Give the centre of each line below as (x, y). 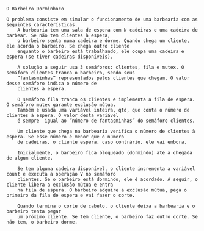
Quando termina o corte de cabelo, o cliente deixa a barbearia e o (106, 206)
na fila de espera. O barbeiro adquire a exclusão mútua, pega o (102, 190)
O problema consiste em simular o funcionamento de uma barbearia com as (102, 20)
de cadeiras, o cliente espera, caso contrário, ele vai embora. (102, 142)
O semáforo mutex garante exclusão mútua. (61, 105)
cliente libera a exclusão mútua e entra (60, 185)
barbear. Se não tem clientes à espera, (59, 35)
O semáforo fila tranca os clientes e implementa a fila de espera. (106, 99)
